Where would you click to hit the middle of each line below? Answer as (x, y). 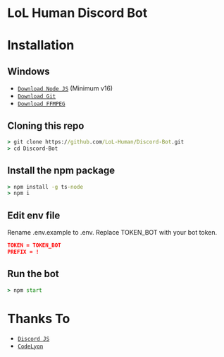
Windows (29, 71)
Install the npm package (61, 171)
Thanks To (39, 318)
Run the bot (33, 274)
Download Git (37, 97)
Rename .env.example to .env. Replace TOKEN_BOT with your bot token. (112, 233)
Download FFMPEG (41, 104)
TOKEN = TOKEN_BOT (34, 245)
